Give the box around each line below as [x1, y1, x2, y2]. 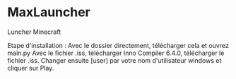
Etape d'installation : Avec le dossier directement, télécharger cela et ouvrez [7, 41, 230, 49]
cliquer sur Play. [7, 63, 54, 72]
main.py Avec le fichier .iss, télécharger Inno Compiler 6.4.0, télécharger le [7, 49, 225, 57]
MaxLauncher [7, 4, 90, 20]
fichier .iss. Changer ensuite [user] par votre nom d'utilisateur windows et [7, 56, 222, 64]
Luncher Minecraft [7, 28, 61, 36]
